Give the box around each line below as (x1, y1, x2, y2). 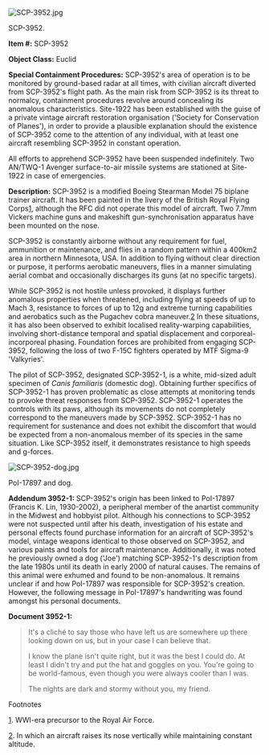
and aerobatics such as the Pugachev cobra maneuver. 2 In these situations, (8, 312, 259, 321)
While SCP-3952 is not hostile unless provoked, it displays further (8, 286, 226, 295)
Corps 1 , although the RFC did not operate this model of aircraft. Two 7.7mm (8, 203, 257, 213)
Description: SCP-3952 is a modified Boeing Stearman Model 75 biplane (8, 187, 249, 196)
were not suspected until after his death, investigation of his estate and (8, 519, 243, 528)
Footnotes (8, 700, 42, 709)
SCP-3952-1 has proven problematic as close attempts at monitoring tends (8, 387, 255, 396)
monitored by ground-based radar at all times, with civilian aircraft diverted (8, 79, 256, 88)
